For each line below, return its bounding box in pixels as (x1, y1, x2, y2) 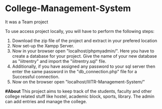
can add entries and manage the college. (5, 98, 88, 104)
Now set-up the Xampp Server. (12, 43, 74, 48)
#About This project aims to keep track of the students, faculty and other (5, 88, 152, 94)
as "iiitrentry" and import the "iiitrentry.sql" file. (12, 58, 107, 64)
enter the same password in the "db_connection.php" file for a (12, 68, 137, 74)
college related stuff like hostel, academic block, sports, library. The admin (5, 93, 155, 99)
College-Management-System (5, 3, 131, 14)
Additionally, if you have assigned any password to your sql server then (12, 63, 156, 69)
